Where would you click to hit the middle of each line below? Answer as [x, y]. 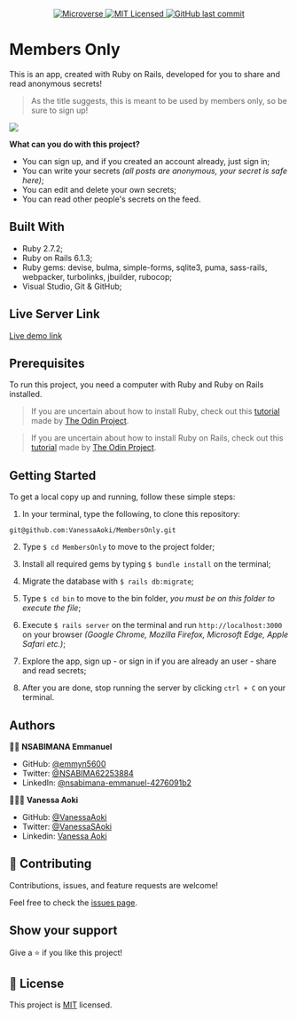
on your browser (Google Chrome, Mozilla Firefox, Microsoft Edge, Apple [155, 634]
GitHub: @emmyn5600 [64, 764]
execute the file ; [51, 608]
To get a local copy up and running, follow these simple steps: [122, 497]
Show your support [63, 931]
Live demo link [36, 335]
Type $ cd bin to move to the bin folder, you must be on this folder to [148, 599]
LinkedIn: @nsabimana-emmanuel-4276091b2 [107, 783]
